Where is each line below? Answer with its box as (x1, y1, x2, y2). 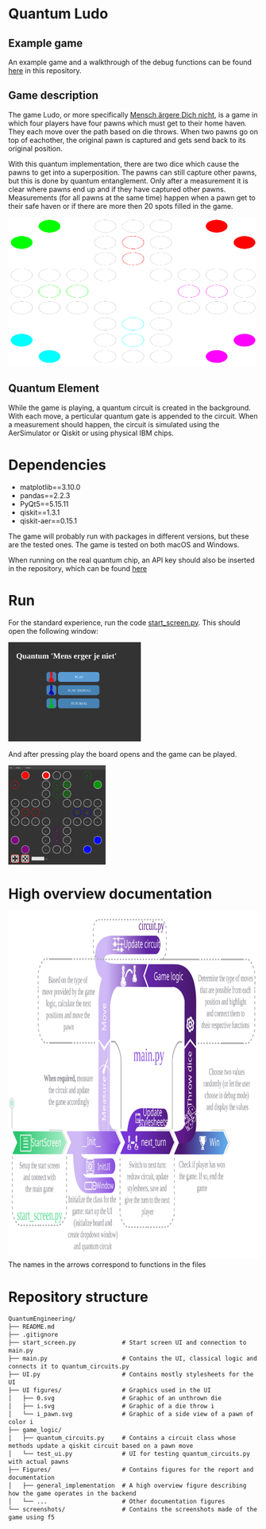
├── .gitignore (8, 1331, 59, 1339)
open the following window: (8, 626, 99, 635)
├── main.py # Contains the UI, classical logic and (8, 1355, 258, 1363)
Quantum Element (8, 382, 99, 396)
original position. (8, 144, 64, 153)
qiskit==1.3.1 (19, 508, 60, 517)
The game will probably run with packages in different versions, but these (8, 531, 249, 541)
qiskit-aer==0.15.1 (19, 515, 78, 525)
